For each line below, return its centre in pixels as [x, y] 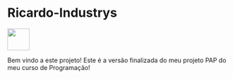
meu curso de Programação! [49, 67]
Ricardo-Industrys [62, 13]
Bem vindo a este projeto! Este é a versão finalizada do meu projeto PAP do [117, 60]
